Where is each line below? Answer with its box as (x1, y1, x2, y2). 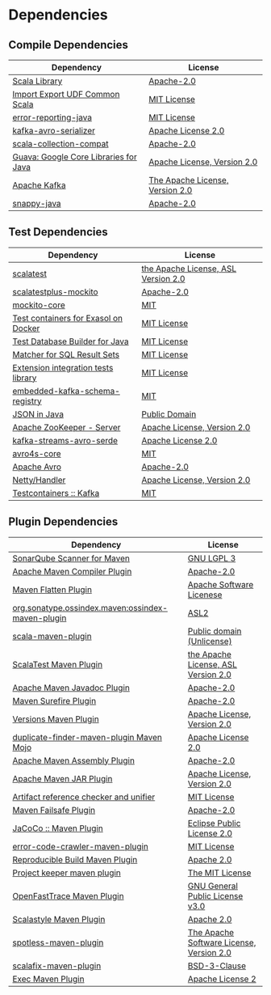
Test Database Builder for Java (12, 336, 129, 347)
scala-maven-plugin (12, 630, 92, 641)
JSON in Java (12, 409, 65, 420)
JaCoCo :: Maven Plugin (12, 823, 103, 834)
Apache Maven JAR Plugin (12, 773, 113, 784)
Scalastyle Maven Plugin (12, 913, 106, 925)
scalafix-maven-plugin (12, 960, 102, 972)
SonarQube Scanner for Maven (12, 553, 131, 564)
